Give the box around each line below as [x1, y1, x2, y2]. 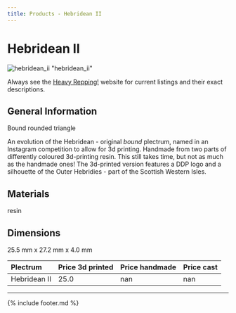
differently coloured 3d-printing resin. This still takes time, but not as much [7, 153, 223, 161]
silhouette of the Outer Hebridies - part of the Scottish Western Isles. [7, 167, 207, 176]
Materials [7, 188, 50, 200]
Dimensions [7, 226, 61, 239]
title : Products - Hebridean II [7, 10, 102, 18]
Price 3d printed [58, 262, 114, 272]
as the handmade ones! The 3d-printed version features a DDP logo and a [7, 160, 221, 169]
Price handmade [120, 262, 177, 272]
